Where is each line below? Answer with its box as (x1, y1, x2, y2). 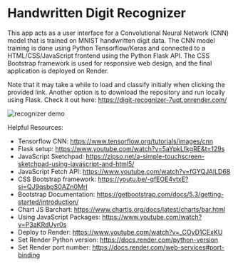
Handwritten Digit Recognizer (7, 5, 187, 21)
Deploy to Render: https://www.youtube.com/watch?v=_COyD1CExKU (17, 227, 223, 236)
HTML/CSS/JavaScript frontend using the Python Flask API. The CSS (7, 51, 210, 60)
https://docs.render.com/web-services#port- (92, 242, 224, 251)
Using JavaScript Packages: (17, 213, 101, 221)
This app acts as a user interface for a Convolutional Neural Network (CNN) (7, 29, 229, 37)
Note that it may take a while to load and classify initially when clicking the (7, 80, 226, 88)
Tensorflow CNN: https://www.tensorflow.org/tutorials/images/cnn (17, 137, 214, 145)
